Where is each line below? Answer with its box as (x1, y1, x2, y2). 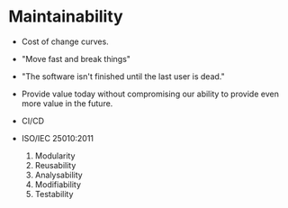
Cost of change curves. (21, 36, 109, 47)
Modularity (34, 150, 76, 161)
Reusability (34, 159, 76, 170)
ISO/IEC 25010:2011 (21, 132, 94, 143)
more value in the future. (21, 97, 113, 109)
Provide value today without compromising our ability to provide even (21, 88, 280, 99)
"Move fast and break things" (21, 53, 131, 64)
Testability (34, 188, 74, 199)
